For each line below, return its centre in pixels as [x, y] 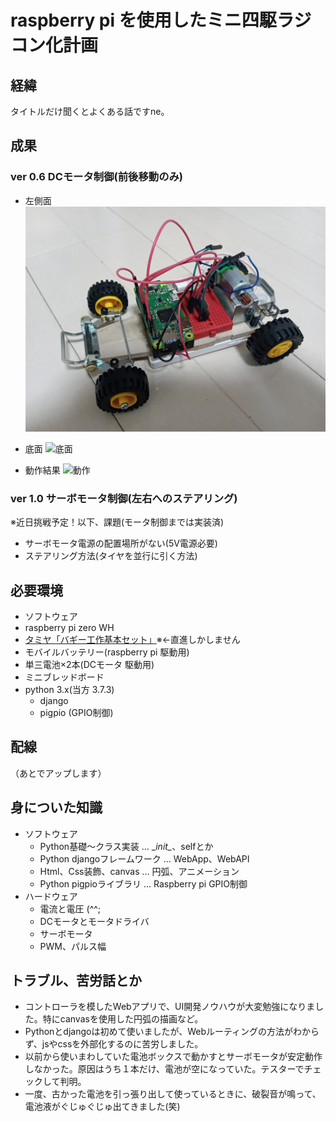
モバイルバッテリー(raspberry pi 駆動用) [107, 652]
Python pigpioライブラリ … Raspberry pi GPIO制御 [143, 883]
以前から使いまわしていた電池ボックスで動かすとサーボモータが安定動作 [173, 1057]
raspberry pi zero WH [69, 627]
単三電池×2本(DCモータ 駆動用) [89, 664]
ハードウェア [51, 896]
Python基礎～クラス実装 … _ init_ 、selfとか [126, 846]
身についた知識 [56, 807]
